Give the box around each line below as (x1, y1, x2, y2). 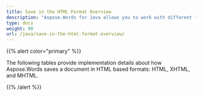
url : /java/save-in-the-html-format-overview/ (6, 31, 125, 37)
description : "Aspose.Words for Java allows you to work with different (6, 14, 192, 20)
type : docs (6, 20, 34, 26)
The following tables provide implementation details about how (6, 59, 162, 67)
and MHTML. (6, 72, 39, 79)
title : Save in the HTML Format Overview (6, 8, 112, 15)
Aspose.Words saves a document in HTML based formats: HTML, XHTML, (6, 65, 191, 73)
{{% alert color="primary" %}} (6, 47, 82, 55)
